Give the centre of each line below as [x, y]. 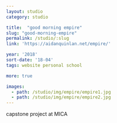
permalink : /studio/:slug [37, 39]
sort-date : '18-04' [30, 60]
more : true [19, 76]
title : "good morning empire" [44, 28]
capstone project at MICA [37, 114]
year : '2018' [22, 54]
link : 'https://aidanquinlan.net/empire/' [58, 44]
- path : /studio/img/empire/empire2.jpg [61, 97]
